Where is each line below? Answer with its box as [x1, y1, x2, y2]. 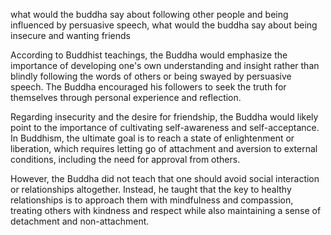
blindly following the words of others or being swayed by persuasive [10, 70, 292, 82]
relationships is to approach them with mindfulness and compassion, [10, 194, 294, 206]
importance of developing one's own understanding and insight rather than [10, 60, 320, 71]
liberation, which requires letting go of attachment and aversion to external [10, 143, 318, 154]
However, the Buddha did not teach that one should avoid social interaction [10, 173, 320, 184]
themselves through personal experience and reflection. [10, 92, 242, 103]
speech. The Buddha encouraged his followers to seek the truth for [10, 81, 287, 93]
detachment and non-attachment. [10, 215, 150, 227]
